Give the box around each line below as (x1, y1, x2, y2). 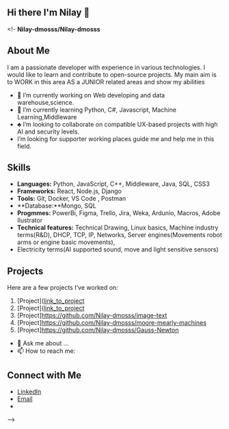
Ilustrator (16, 217, 43, 225)
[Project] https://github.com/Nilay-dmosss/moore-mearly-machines (16, 319, 207, 327)
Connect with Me (7, 369, 82, 381)
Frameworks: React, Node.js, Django (16, 187, 122, 195)
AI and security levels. (16, 127, 80, 136)
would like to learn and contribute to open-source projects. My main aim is (7, 70, 217, 79)
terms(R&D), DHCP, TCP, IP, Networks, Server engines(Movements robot (16, 231, 222, 239)
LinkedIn (16, 388, 42, 396)
